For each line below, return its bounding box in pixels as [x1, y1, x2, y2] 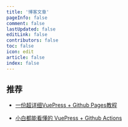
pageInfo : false [6, 15, 48, 21]
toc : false [6, 43, 34, 49]
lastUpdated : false [6, 26, 56, 32]
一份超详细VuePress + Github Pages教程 [15, 101, 118, 109]
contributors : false [6, 37, 59, 43]
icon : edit [6, 49, 34, 55]
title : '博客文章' [6, 9, 50, 15]
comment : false [6, 20, 45, 26]
